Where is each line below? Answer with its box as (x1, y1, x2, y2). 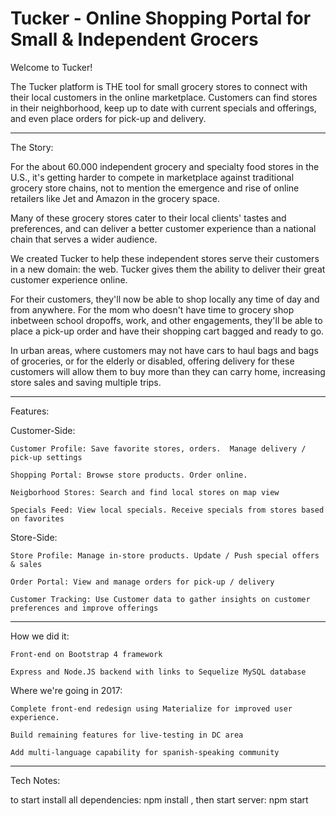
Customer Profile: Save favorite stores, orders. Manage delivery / (10, 443, 307, 454)
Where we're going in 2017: (10, 684, 123, 696)
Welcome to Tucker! (10, 61, 93, 73)
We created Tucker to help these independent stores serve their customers (10, 252, 320, 264)
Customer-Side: (10, 424, 76, 436)
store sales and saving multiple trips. (10, 376, 162, 388)
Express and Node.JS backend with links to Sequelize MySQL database (10, 667, 307, 677)
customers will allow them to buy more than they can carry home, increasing (10, 365, 326, 377)
